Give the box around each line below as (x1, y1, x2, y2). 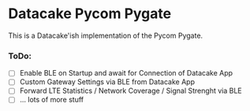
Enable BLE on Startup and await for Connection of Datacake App (19, 68, 233, 78)
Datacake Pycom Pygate (8, 5, 172, 23)
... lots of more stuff (19, 95, 84, 105)
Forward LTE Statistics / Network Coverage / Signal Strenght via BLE (19, 86, 242, 95)
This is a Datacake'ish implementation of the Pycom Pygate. (8, 31, 203, 40)
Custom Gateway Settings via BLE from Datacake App (19, 77, 196, 87)
